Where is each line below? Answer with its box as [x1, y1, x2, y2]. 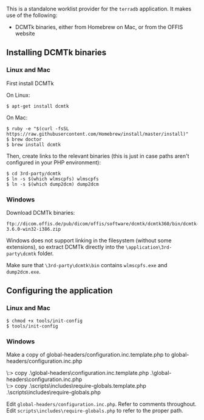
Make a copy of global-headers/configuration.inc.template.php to [6, 351, 170, 358]
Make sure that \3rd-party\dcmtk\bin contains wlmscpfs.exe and [6, 261, 168, 268]
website [15, 30, 35, 37]
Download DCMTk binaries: [6, 209, 75, 216]
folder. [37, 250, 54, 257]
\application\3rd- [125, 244, 172, 250]
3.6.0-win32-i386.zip [6, 226, 61, 232]
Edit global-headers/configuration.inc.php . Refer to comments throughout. [6, 400, 197, 407]
